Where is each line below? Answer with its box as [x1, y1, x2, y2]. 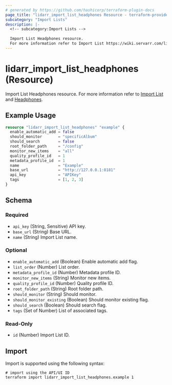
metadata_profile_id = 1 [10, 158, 66, 163]
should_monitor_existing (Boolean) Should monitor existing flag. [12, 296, 149, 302]
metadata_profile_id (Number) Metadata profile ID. [12, 269, 121, 275]
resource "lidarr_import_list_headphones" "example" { [5, 125, 125, 130]
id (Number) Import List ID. [12, 332, 70, 338]
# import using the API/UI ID [5, 370, 70, 375]
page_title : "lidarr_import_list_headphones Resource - [5, 12, 127, 17]
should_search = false [10, 139, 74, 144]
